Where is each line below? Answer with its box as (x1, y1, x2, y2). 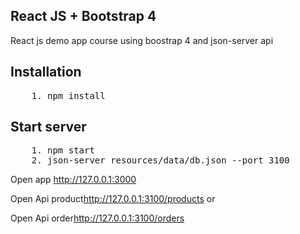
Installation (10, 64, 82, 81)
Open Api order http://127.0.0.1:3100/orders (10, 212, 185, 224)
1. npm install (31, 90, 106, 101)
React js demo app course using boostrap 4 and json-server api (10, 34, 274, 46)
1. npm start (31, 145, 95, 156)
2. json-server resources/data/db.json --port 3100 (31, 155, 290, 166)
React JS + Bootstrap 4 (10, 8, 157, 25)
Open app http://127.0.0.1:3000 (10, 174, 137, 186)
